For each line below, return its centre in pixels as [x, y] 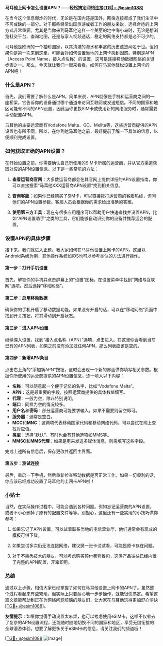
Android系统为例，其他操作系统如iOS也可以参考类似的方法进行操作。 [74, 256]
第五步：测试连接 [22, 464]
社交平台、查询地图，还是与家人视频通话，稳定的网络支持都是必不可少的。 [83, 36]
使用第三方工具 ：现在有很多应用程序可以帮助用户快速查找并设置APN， [82, 212]
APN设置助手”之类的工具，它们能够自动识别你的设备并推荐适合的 [83, 218]
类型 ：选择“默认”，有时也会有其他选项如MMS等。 [62, 435]
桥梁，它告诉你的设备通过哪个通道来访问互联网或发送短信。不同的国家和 [81, 102]
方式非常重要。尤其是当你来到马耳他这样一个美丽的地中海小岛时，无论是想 [79, 30]
